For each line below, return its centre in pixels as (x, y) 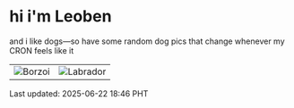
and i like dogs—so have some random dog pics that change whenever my (147, 41)
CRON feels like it (42, 50)
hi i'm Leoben (61, 17)
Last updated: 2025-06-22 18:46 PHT (79, 93)
